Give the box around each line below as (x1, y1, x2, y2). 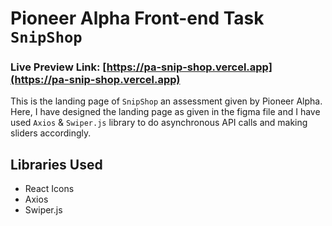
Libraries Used (10, 156, 103, 173)
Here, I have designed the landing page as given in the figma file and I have (10, 106, 321, 118)
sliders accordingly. (10, 127, 92, 139)
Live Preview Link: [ (10, 60, 107, 74)
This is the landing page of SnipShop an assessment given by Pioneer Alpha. (10, 95, 323, 107)
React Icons (24, 183, 75, 195)
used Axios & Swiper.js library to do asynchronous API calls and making (10, 117, 308, 129)
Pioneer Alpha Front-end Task (10, 7, 265, 30)
